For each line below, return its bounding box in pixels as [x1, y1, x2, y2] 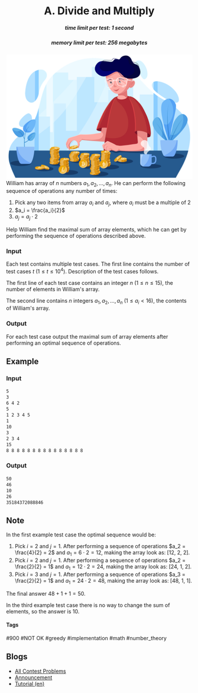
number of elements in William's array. [6, 285, 100, 293]
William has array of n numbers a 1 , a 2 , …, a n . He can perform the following [6, 180, 186, 188]
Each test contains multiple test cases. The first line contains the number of [6, 260, 190, 268]
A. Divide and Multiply [44, 4, 155, 18]
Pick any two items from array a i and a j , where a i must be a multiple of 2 [14, 199, 191, 207]
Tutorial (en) [14, 680, 45, 687]
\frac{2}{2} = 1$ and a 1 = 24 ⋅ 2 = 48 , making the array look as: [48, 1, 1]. [14, 577, 192, 586]
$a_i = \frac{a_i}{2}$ [14, 206, 65, 214]
